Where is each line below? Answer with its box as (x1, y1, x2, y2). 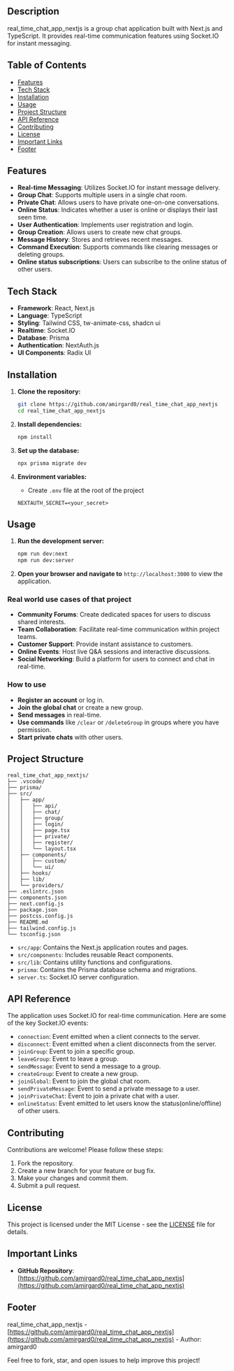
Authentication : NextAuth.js (17, 341, 100, 350)
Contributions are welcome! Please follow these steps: (7, 1146, 164, 1154)
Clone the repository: (17, 387, 81, 396)
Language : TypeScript (17, 311, 82, 320)
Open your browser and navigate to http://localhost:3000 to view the (17, 570, 224, 578)
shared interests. (17, 618, 66, 626)
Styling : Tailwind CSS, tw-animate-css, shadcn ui (17, 319, 161, 327)
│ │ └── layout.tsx (7, 845, 77, 852)
